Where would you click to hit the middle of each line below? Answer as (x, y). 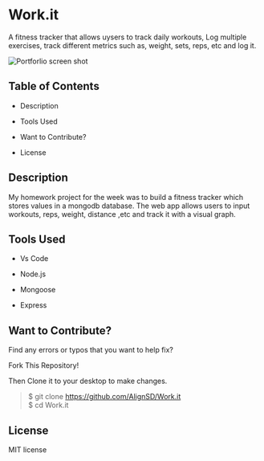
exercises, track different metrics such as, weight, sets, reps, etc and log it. (132, 45)
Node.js (33, 274)
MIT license (28, 450)
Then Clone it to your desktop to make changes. (88, 381)
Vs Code (34, 259)
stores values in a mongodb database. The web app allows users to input (129, 206)
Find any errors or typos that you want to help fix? (91, 350)
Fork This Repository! (44, 365)
